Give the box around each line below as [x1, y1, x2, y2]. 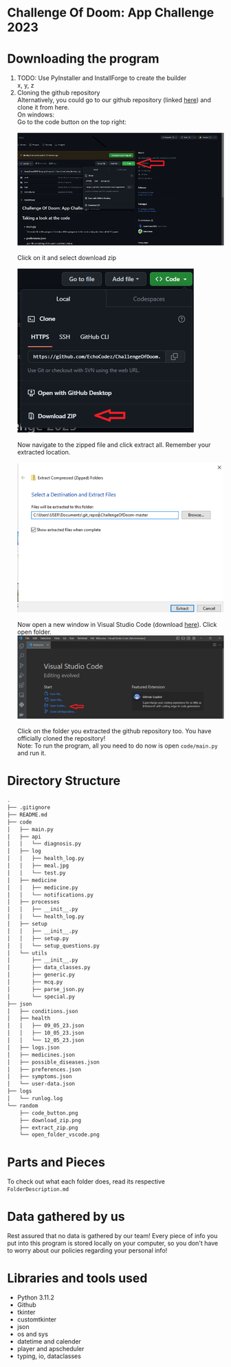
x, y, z [16, 81, 34, 90]
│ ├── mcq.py [7, 979, 63, 986]
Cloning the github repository [16, 88, 100, 97]
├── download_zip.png [19, 1117, 81, 1124]
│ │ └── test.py [7, 869, 67, 877]
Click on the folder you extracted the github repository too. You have [16, 727, 212, 735]
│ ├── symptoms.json [7, 1073, 72, 1080]
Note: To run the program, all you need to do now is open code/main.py [16, 741, 218, 750]
